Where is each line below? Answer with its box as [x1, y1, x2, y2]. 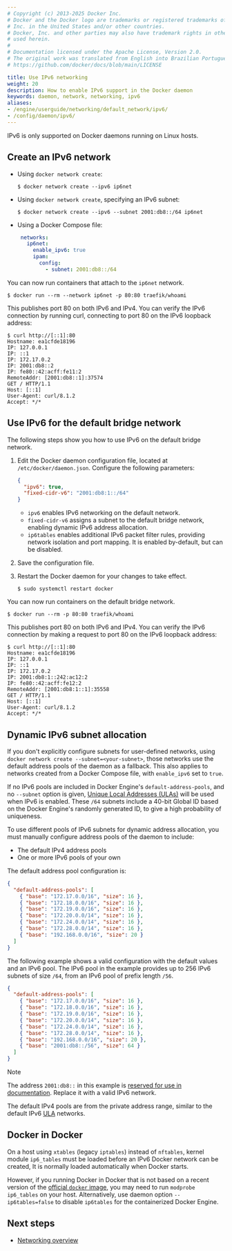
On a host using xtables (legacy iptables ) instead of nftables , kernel [7, 1147, 204, 1156]
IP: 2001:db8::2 [7, 362, 54, 369]
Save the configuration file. [17, 559, 95, 567]
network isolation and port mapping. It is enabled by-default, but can [27, 538, 223, 546]
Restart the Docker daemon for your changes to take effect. [17, 572, 187, 581]
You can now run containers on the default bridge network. [7, 598, 175, 606]
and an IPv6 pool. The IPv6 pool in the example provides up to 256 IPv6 [7, 964, 211, 972]
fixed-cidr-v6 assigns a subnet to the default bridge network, [27, 516, 205, 525]
